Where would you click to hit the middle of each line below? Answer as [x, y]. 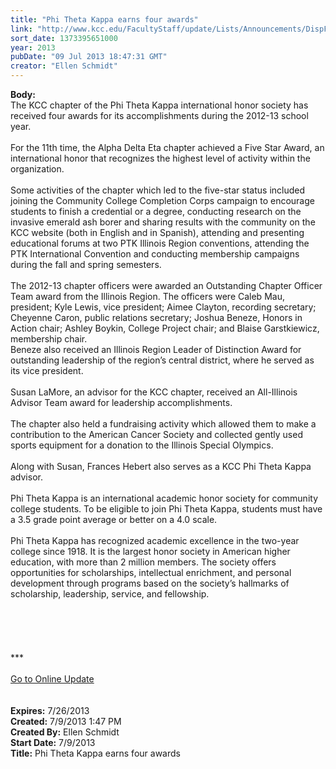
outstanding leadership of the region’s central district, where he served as [162, 360]
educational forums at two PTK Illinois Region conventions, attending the [160, 243]
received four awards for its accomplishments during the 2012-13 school [159, 115]
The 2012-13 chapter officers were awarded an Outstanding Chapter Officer [166, 285]
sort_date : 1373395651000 [64, 38]
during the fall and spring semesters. [86, 264]
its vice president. [47, 370]
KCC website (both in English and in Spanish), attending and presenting [157, 232]
